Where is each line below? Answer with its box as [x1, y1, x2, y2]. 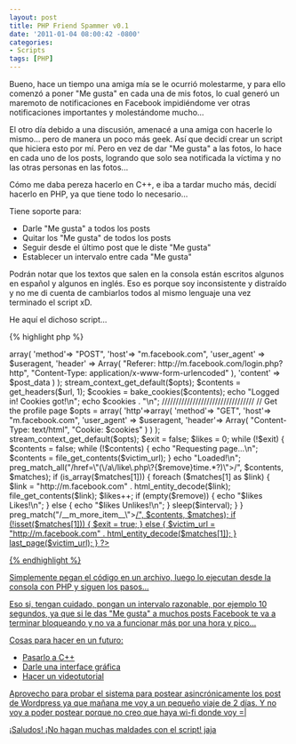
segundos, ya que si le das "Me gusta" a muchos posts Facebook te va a [9, 608, 276, 619]
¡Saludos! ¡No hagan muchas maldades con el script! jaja [9, 724, 217, 734]
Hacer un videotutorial [21, 671, 105, 681]
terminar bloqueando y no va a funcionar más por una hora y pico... [9, 618, 257, 628]
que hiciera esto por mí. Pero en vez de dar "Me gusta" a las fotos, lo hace [9, 143, 282, 154]
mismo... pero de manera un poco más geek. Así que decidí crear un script [9, 134, 283, 144]
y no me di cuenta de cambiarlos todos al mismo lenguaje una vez [9, 288, 252, 298]
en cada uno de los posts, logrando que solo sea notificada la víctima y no [9, 153, 282, 163]
